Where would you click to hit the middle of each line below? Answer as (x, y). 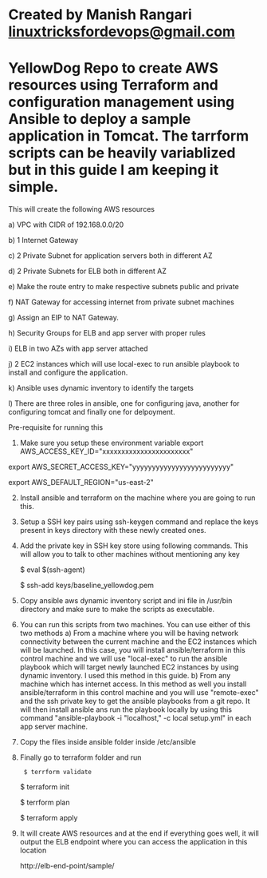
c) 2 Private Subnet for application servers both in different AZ (110, 256)
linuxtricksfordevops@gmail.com (122, 32)
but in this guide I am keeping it (114, 170)
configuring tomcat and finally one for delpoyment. (92, 412)
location (33, 850)
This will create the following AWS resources (82, 209)
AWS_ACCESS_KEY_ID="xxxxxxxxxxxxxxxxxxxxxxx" (106, 451)
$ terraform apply (49, 818)
